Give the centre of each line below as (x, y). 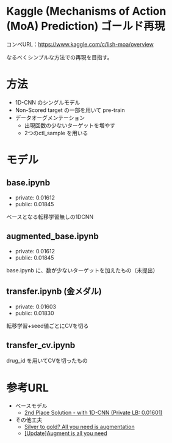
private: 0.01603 (36, 307)
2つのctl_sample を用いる (56, 133)
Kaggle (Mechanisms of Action (86, 11)
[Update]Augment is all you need (66, 433)
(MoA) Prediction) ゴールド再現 (86, 26)
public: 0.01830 (34, 313)
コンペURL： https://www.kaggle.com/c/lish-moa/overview (80, 44)
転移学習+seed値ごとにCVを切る (48, 326)
